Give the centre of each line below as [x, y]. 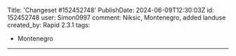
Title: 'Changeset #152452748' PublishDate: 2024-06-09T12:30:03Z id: [111, 10]
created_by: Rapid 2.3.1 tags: [49, 25]
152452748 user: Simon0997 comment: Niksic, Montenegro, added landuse [117, 17]
